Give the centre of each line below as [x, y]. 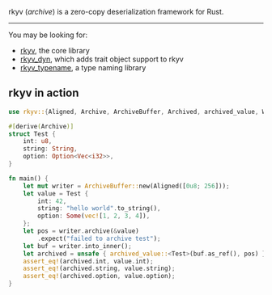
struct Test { [32, 134]
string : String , [51, 149]
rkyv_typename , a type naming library [83, 67]
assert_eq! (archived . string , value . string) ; [99, 269]
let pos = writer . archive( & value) [81, 231]
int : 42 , [52, 201]
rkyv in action [44, 93]
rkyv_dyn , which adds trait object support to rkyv [102, 59]
